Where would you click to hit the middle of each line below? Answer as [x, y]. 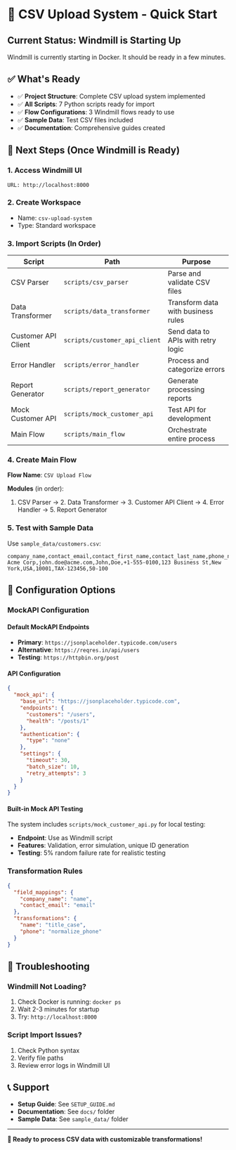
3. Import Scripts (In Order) [54, 243]
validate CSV [189, 283]
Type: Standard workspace [57, 225]
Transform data [193, 303]
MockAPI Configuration [48, 610]
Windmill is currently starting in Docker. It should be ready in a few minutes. [117, 57]
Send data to [189, 332]
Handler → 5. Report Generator [62, 510]
